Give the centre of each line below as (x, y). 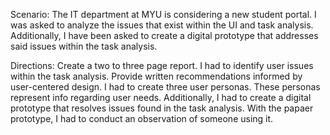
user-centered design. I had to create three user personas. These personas (165, 87)
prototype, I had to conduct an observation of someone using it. (142, 118)
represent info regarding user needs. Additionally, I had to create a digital (161, 97)
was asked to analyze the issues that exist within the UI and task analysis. (162, 25)
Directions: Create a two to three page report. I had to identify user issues (162, 65)
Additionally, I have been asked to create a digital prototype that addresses (164, 35)
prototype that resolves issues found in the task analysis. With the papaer (162, 108)
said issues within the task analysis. (84, 46)
